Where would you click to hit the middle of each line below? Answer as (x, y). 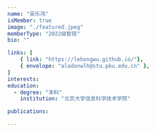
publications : (28, 112)
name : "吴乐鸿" (28, 14)
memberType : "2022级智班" (44, 34)
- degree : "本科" (38, 92)
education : (23, 85)
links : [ (20, 53)
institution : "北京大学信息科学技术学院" (75, 99)
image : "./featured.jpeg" (45, 27)
